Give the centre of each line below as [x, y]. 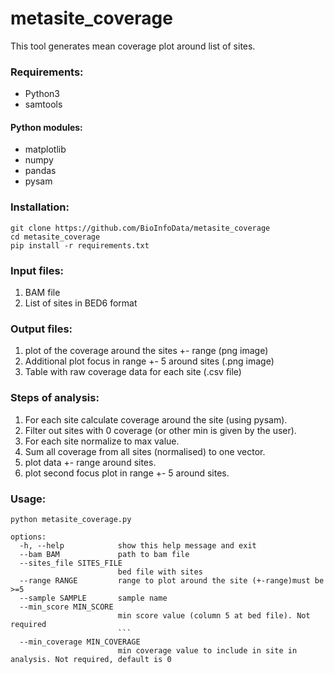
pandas [40, 171]
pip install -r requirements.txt [80, 245]
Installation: [40, 207]
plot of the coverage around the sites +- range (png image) [146, 351]
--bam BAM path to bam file [104, 554]
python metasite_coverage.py [71, 519]
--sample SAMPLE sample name [93, 598]
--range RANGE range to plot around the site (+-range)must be [172, 580]
